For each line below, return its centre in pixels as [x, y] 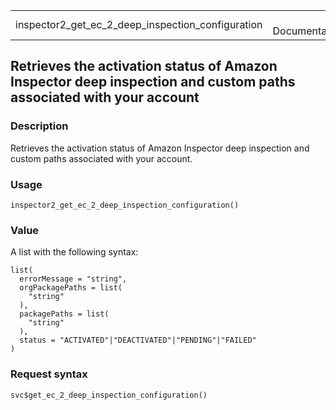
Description [39, 126]
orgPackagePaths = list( [71, 288]
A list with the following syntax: [74, 252]
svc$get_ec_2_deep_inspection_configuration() [109, 395]
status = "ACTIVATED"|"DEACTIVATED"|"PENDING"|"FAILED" [138, 340]
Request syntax [49, 374]
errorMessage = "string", [73, 279]
